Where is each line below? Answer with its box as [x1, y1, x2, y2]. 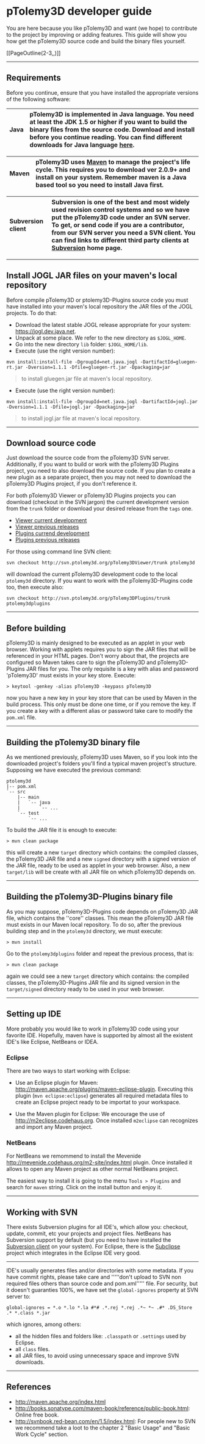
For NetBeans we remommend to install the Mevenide [6, 1153, 142, 1160]
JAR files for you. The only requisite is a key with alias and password [26, 665, 198, 673]
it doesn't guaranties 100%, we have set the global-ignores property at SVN [6, 1286, 198, 1294]
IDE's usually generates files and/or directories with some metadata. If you [6, 1267, 194, 1274]
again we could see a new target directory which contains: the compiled [6, 972, 189, 980]
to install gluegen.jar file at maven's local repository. [21, 374, 153, 382]
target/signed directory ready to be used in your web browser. [6, 985, 165, 993]
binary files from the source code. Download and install [29, 125, 195, 134]
